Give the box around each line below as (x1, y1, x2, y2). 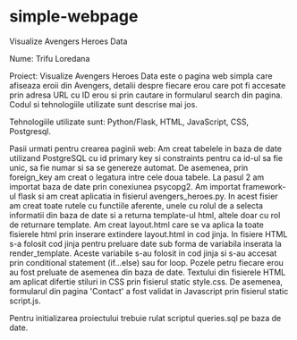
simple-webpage (9, 6, 139, 27)
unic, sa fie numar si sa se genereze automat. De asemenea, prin (9, 162, 249, 173)
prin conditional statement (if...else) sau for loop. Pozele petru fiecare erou (9, 257, 284, 268)
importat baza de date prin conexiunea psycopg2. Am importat (9, 181, 242, 191)
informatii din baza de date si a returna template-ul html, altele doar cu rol (9, 209, 281, 220)
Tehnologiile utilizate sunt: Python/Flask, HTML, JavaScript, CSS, (9, 116, 249, 127)
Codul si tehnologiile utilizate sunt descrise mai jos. (9, 98, 199, 109)
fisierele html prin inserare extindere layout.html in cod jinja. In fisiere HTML (9, 228, 288, 239)
